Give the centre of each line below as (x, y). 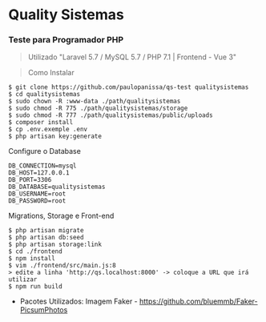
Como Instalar (51, 73)
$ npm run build (35, 287)
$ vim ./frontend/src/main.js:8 (62, 266)
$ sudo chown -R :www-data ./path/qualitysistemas (95, 102)
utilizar (23, 280)
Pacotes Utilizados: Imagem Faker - (79, 301)
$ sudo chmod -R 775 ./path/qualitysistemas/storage (98, 109)
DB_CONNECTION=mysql (43, 166)
